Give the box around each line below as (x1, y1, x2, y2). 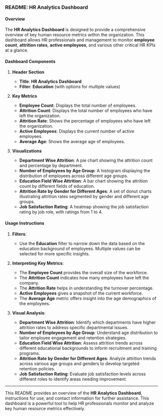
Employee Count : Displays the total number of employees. (19, 102, 137, 108)
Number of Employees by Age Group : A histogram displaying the (19, 168, 150, 174)
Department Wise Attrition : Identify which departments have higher (19, 319, 156, 325)
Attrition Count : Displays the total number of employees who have (19, 108, 153, 114)
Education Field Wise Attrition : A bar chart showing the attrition (19, 178, 148, 184)
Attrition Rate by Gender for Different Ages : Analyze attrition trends (19, 355, 156, 361)
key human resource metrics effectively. (5, 405, 85, 411)
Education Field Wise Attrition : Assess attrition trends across (19, 340, 143, 346)
